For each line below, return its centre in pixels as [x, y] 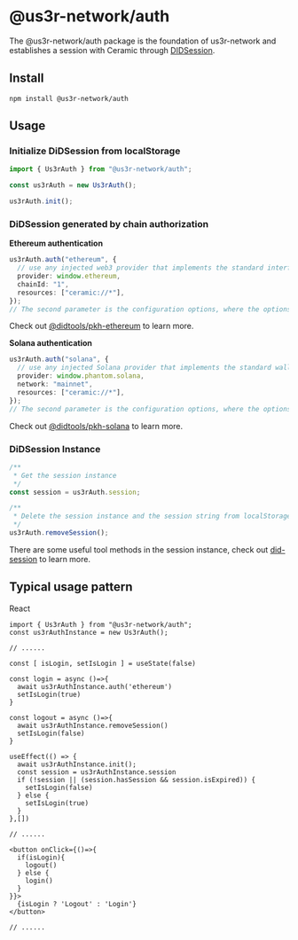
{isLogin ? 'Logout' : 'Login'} [77, 904]
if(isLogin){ [41, 858]
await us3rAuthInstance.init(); [77, 764]
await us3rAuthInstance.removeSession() [93, 725]
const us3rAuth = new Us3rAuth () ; [73, 185]
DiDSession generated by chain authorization [109, 223]
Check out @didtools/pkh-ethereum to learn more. [102, 326]
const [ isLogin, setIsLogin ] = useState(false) [103, 663]
